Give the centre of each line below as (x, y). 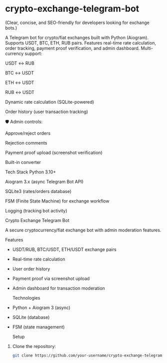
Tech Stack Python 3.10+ (31, 172)
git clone (23, 355)
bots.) (11, 27)
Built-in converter (23, 162)
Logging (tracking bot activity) (36, 210)
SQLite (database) (31, 317)
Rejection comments (26, 142)
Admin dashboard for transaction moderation (59, 288)
